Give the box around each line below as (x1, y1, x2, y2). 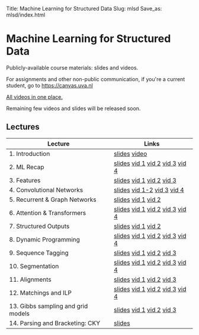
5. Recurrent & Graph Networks (9, 195, 97, 204)
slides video (113, 149, 147, 157)
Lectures (6, 122, 40, 132)
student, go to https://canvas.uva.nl (6, 82, 93, 89)
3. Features (9, 176, 41, 184)
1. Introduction (9, 149, 50, 157)
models (9, 309, 30, 317)
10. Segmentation (9, 262, 59, 270)
